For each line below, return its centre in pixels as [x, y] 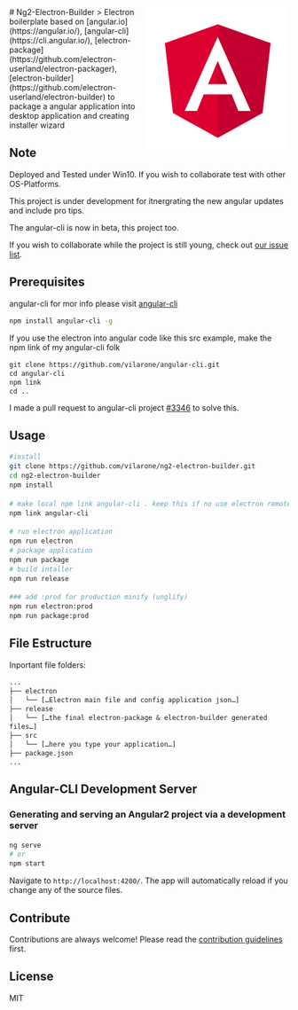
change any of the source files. [66, 890]
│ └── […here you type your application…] [93, 744]
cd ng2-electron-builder [55, 476]
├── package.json [41, 753]
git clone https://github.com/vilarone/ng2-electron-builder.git [132, 466]
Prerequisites [47, 282]
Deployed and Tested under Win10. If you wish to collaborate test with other [148, 174]
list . [16, 254]
